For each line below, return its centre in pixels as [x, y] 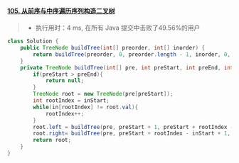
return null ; [64, 81]
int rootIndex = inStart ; [71, 101]
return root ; [52, 140]
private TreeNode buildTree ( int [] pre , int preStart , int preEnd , [121, 67]
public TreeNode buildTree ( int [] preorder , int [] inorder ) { [113, 48]
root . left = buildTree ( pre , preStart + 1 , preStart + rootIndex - [133, 127]
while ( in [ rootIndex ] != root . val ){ [86, 107]
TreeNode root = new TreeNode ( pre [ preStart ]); [103, 94]
